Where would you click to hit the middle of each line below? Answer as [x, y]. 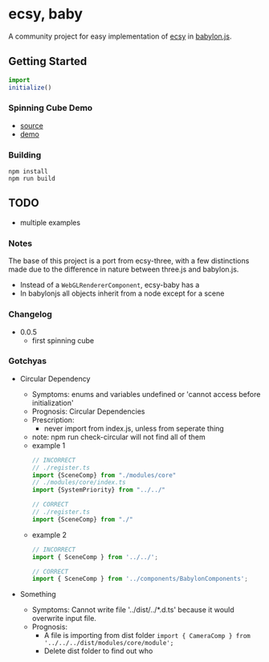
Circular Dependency [55, 378]
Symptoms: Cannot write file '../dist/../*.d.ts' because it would [133, 610]
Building [25, 155]
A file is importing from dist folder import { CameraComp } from [147, 635]
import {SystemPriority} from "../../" [99, 490]
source [32, 125]
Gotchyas [28, 361]
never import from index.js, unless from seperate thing [134, 428]
